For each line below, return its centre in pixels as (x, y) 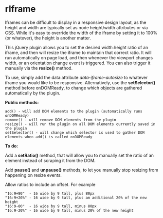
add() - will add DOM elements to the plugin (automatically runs (74, 111)
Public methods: (22, 102)
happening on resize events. (33, 175)
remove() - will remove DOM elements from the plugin (61, 120)
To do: (12, 146)
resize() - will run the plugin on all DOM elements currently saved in (80, 124)
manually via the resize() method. (39, 68)
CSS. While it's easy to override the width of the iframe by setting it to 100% (81, 33)
